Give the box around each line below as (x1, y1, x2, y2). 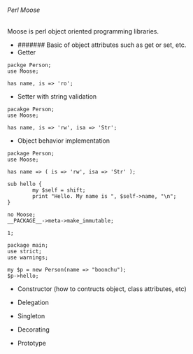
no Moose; (7, 211, 36, 218)
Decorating (17, 325, 50, 334)
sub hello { (7, 180, 42, 188)
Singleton (17, 312, 45, 320)
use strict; (7, 248, 42, 255)
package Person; (7, 150, 55, 157)
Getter (17, 48, 36, 57)
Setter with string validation (17, 92, 97, 101)
